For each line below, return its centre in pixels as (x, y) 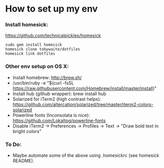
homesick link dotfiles (30, 54)
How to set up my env (51, 9)
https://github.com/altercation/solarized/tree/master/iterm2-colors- (83, 104)
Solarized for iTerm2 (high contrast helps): (57, 99)
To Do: (13, 144)
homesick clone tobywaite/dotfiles (43, 49)
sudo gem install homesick (34, 45)
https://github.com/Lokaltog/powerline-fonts (59, 120)
